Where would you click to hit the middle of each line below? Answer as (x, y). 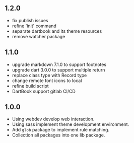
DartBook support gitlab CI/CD (44, 91)
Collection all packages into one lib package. (58, 135)
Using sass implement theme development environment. (71, 124)
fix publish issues (30, 20)
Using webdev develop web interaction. (53, 119)
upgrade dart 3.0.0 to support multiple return (58, 69)
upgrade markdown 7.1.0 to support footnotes (59, 64)
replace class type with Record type (49, 75)
